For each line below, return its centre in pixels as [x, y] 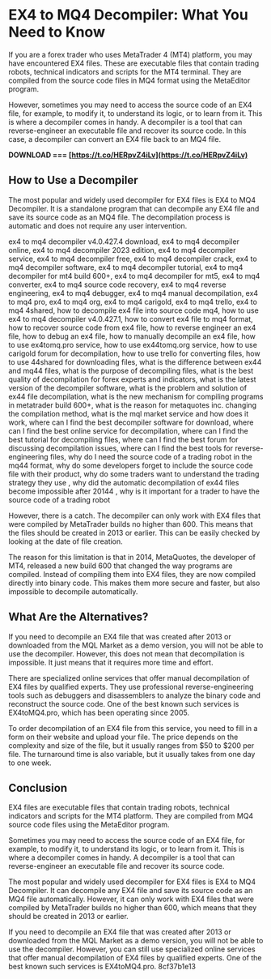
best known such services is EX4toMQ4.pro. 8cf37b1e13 [102, 967]
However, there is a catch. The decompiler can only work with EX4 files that [135, 515]
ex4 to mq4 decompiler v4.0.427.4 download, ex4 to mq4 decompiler [124, 242]
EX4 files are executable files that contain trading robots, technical [119, 807]
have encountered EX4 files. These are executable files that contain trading [134, 63]
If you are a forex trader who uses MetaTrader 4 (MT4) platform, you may [130, 54]
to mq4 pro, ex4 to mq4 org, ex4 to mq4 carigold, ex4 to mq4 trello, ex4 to [133, 301]
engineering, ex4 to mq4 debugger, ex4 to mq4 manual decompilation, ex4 [133, 293]
